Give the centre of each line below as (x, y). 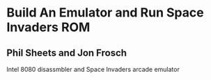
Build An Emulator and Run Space (105, 13)
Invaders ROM (48, 27)
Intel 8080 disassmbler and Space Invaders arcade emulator (93, 69)
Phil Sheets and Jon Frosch (67, 53)
